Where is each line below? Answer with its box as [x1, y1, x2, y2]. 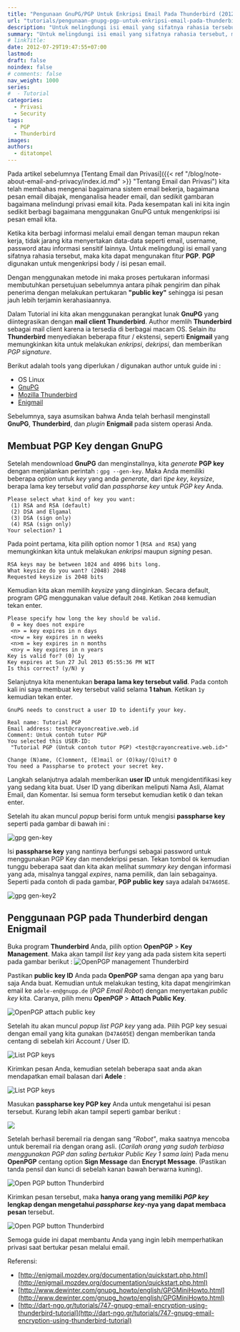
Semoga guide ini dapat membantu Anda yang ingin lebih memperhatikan [7, 1235, 224, 1243]
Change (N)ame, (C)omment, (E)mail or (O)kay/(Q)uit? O [7, 756, 177, 763]
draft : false [7, 57, 46, 64]
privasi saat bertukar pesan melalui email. [7, 1243, 130, 1251]
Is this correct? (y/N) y [7, 665, 84, 672]
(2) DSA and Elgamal [10, 508, 72, 515]
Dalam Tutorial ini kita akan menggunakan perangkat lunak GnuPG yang [7, 310, 219, 318]
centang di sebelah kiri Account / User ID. [7, 1036, 130, 1045]
